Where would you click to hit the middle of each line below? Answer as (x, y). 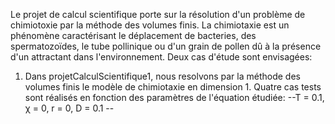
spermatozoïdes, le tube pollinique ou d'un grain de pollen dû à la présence (166, 46)
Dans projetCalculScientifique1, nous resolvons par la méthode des (162, 76)
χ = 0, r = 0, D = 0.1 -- (69, 108)
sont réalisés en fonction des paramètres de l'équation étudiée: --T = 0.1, (174, 97)
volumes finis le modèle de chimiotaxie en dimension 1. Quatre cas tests (173, 87)
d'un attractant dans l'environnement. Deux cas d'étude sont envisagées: (161, 57)
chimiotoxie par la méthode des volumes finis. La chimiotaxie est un (150, 25)
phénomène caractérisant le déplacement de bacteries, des (133, 35)
